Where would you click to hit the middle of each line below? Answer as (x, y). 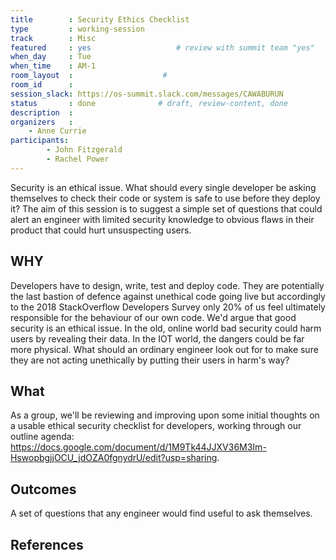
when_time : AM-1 (53, 66)
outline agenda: (42, 437)
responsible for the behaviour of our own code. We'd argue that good (153, 317)
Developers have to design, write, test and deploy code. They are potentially (167, 285)
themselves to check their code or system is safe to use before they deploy (165, 198)
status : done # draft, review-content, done (149, 103)
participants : (40, 141)
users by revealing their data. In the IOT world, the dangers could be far (157, 338)
